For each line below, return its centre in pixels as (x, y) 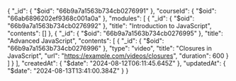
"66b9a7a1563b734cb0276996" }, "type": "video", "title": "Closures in (110, 48)
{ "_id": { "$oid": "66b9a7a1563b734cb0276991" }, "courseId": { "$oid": (112, 11)
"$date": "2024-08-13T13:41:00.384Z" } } (68, 71)
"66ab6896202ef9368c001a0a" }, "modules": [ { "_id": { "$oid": (101, 18)
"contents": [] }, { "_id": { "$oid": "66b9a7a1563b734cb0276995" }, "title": (115, 33)
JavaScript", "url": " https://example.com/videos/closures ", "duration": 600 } (118, 56)
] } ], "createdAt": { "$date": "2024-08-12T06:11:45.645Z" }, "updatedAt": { (117, 63)
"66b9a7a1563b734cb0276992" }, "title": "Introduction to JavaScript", (109, 26)
